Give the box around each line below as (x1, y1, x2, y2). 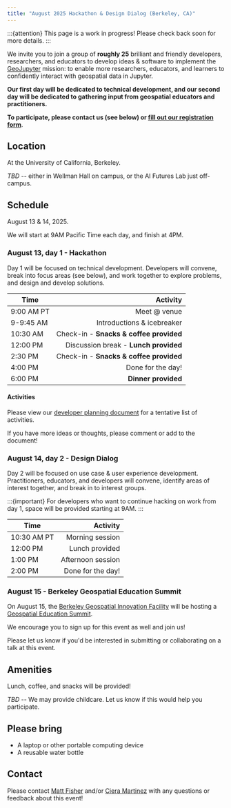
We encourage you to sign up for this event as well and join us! (7, 623, 185, 632)
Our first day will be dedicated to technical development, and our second (7, 85, 221, 93)
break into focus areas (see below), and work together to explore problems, (7, 271, 222, 279)
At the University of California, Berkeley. (7, 159, 121, 167)
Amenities (7, 663, 52, 676)
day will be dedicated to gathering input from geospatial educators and (7, 92, 215, 101)
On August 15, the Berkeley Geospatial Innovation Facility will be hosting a (7, 603, 217, 611)
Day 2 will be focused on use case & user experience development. (7, 469, 199, 478)
